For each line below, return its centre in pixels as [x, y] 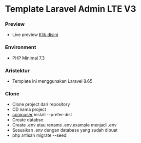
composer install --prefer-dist [42, 115]
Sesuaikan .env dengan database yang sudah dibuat [65, 130]
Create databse [28, 120]
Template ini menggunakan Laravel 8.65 [52, 81]
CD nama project [29, 109]
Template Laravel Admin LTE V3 [71, 9]
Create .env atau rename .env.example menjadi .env [64, 125]
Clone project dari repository [41, 104]
